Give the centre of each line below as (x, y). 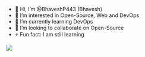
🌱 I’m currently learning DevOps (54, 21)
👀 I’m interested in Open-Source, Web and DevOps (77, 15)
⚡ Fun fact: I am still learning (49, 34)
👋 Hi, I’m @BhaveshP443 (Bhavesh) (59, 9)
